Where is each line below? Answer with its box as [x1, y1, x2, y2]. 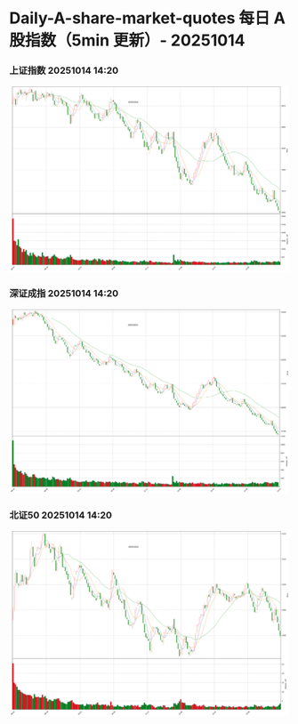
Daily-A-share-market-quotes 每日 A [9, 8, 286, 28]
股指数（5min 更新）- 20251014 [9, 30, 246, 51]
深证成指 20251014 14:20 [9, 286, 119, 299]
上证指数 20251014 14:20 [9, 64, 119, 76]
